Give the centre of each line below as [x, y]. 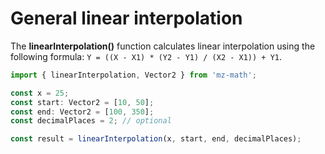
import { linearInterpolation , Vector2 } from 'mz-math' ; [133, 75]
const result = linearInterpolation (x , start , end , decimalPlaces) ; [156, 139]
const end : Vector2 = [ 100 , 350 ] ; [82, 112]
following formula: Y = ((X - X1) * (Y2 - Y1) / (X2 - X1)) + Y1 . [146, 56]
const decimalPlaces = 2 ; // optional [91, 121]
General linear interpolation [126, 18]
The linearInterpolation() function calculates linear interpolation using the [163, 46]
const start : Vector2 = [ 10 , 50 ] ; [82, 102]
